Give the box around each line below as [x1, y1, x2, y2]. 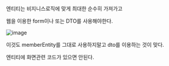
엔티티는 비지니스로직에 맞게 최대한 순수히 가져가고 [6, 5, 122, 12]
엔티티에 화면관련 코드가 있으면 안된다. [6, 54, 94, 60]
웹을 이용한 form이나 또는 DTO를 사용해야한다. [6, 18, 113, 25]
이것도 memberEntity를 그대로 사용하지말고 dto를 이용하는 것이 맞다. [6, 41, 164, 48]
